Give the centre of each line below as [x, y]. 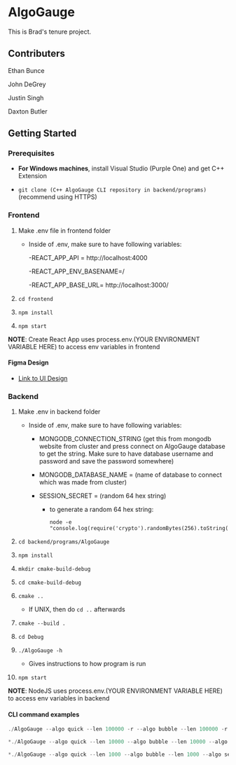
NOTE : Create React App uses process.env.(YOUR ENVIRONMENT [104, 339]
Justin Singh [26, 97]
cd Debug [31, 637]
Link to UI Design [43, 378]
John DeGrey [27, 84]
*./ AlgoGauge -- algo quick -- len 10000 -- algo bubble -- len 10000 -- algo [118, 742]
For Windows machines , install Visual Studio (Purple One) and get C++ [121, 168]
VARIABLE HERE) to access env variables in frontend [84, 346]
